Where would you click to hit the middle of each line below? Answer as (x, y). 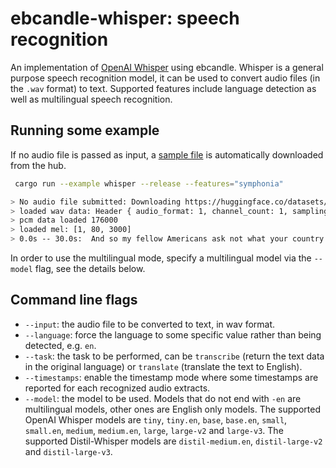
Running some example (85, 130)
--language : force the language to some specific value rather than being (173, 334)
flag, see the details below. (90, 268)
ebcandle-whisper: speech (125, 18)
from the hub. (38, 165)
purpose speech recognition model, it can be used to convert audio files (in (165, 78)
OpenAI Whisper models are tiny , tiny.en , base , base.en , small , (156, 419)
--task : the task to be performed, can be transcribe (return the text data (174, 356)
